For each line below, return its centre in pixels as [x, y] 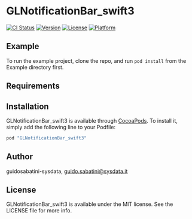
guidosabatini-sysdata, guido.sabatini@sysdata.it [67, 171]
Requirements [33, 86]
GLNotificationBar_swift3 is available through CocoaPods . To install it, [92, 120]
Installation [28, 106]
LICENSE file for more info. [39, 211]
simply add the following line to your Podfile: [61, 127]
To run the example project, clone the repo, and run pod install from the [96, 60]
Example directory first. [35, 67]
